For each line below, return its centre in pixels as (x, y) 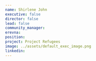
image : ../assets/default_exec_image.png (48, 46)
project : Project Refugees (33, 42)
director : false (22, 19)
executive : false (23, 14)
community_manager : (25, 28)
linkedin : (15, 51)
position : (15, 37)
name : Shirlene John (26, 10)
